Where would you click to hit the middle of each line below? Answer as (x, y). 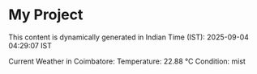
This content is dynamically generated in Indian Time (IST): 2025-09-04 (129, 37)
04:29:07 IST (30, 45)
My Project (46, 15)
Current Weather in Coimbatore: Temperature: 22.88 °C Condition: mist (127, 61)
